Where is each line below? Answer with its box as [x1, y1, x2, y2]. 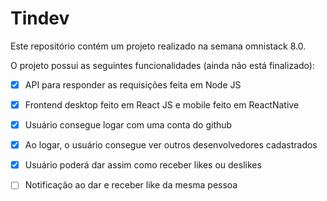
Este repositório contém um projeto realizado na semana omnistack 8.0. [10, 40, 307, 52]
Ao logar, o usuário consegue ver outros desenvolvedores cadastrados [24, 139, 318, 151]
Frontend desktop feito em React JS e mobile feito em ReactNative [24, 99, 300, 111]
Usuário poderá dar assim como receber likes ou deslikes [24, 159, 262, 171]
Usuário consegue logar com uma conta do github [24, 119, 233, 131]
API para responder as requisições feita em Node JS [24, 78, 242, 91]
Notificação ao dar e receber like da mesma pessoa [24, 179, 238, 191]
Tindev [10, 7, 70, 30]
